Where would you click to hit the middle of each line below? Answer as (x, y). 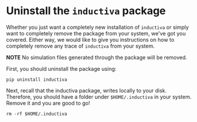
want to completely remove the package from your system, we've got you (96, 33)
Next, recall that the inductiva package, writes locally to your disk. (86, 90)
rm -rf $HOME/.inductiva (37, 114)
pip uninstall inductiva (37, 80)
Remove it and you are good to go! (48, 103)
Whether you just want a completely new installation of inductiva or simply (98, 27)
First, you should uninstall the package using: (61, 68)
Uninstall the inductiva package (86, 11)
